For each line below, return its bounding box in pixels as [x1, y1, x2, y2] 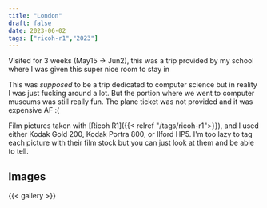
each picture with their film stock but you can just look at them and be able [8, 138, 254, 148]
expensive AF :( [8, 106, 60, 115]
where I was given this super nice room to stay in [8, 65, 170, 74]
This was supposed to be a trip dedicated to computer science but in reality [8, 80, 257, 90]
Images [8, 170, 46, 183]
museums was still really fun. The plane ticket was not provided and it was [8, 97, 253, 106]
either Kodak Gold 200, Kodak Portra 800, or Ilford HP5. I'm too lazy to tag [8, 130, 253, 139]
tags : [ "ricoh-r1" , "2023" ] [8, 34, 98, 42]
